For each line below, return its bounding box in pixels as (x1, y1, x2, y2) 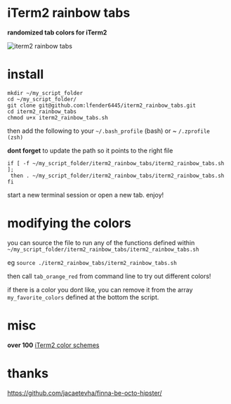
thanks (7, 365, 49, 381)
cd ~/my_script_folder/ (7, 96, 77, 103)
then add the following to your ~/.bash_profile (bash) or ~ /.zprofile (7, 126, 211, 135)
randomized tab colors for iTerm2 (7, 28, 107, 37)
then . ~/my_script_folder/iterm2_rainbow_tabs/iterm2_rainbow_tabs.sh (10, 172, 225, 179)
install (7, 67, 44, 82)
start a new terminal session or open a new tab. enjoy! (7, 190, 164, 199)
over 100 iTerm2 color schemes (7, 341, 100, 349)
